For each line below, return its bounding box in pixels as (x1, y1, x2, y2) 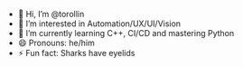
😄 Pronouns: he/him (17, 37, 95, 48)
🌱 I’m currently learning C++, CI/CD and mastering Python (17, 28, 235, 38)
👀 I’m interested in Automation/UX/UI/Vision (17, 18, 182, 29)
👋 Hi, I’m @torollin (17, 9, 85, 19)
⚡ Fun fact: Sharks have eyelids (17, 48, 136, 58)
